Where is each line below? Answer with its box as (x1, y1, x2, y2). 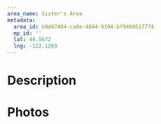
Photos (7, 104, 49, 121)
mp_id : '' (13, 29, 42, 37)
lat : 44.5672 (13, 36, 52, 43)
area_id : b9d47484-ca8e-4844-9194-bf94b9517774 (13, 23, 155, 30)
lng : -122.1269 (13, 42, 58, 49)
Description (7, 72, 77, 88)
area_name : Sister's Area (7, 10, 82, 17)
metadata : (7, 17, 36, 24)
